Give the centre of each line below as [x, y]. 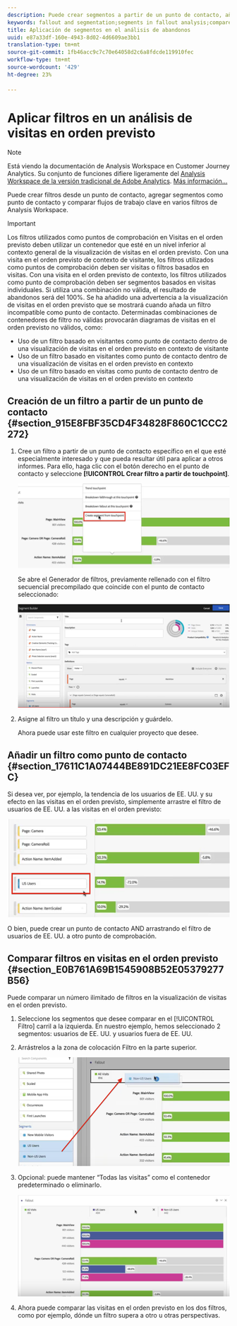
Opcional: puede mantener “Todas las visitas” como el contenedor [114, 1177]
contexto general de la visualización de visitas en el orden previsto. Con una [118, 252]
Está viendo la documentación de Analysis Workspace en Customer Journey [119, 166]
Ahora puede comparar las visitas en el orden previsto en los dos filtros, [122, 1308]
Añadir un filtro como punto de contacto [97, 755]
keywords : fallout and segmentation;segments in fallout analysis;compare [120, 22]
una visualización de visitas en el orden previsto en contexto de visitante [123, 349]
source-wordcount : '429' [44, 67]
